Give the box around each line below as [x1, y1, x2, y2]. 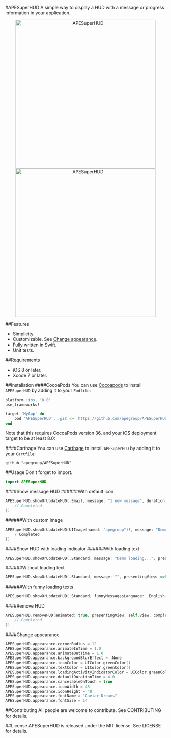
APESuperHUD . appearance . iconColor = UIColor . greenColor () [5, 660, 131, 666]
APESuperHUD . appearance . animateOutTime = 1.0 [5, 651, 103, 656]
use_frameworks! [5, 402, 40, 407]
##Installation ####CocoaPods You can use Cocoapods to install [5, 382, 142, 388]
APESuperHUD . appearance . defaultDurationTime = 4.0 [5, 674, 115, 679]
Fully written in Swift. [12, 341, 57, 348]
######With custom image [5, 517, 63, 523]
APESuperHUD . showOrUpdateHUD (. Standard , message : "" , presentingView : [5, 574, 158, 580]
